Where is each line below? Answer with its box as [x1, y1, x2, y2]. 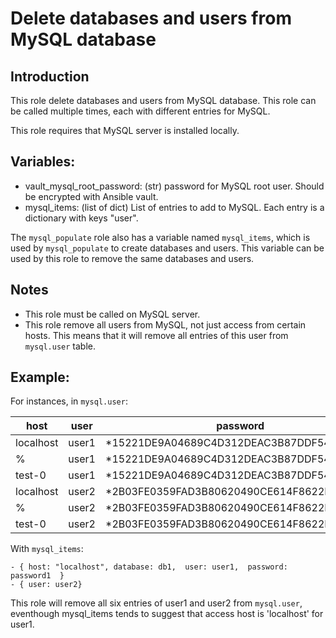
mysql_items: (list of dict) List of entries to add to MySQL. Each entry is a [24, 201, 325, 213]
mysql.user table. [24, 340, 96, 352]
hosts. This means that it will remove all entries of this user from [24, 329, 289, 341]
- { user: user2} [10, 580, 83, 590]
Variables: [10, 153, 76, 171]
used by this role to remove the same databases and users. [10, 252, 255, 264]
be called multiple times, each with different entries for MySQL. [10, 105, 271, 117]
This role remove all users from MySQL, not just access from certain [24, 318, 307, 331]
